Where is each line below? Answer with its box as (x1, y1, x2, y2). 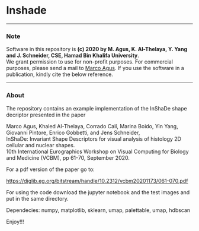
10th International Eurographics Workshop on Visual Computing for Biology (6, 148, 189, 155)
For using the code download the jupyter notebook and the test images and (6, 188, 190, 196)
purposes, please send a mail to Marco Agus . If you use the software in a (6, 65, 185, 72)
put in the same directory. (6, 195, 69, 202)
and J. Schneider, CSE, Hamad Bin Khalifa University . (6, 52, 139, 59)
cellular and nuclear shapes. (6, 141, 75, 148)
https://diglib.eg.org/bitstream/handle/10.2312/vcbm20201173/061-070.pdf (6, 177, 188, 184)
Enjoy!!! (6, 218, 25, 225)
